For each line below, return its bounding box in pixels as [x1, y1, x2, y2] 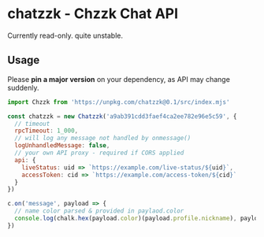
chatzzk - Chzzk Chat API [7, 5, 179, 23]
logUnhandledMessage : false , [14, 142, 110, 150]
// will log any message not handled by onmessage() [14, 135, 191, 143]
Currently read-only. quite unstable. [7, 31, 124, 40]
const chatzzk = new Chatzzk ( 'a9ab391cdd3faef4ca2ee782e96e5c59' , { [7, 112, 237, 120]
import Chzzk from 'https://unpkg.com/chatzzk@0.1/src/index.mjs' [7, 98, 230, 106]
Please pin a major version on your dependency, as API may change [7, 74, 230, 83]
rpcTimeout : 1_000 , [14, 127, 79, 135]
